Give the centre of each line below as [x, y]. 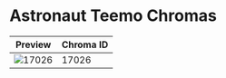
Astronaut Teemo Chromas [113, 16]
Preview [33, 44]
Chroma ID [85, 44]
